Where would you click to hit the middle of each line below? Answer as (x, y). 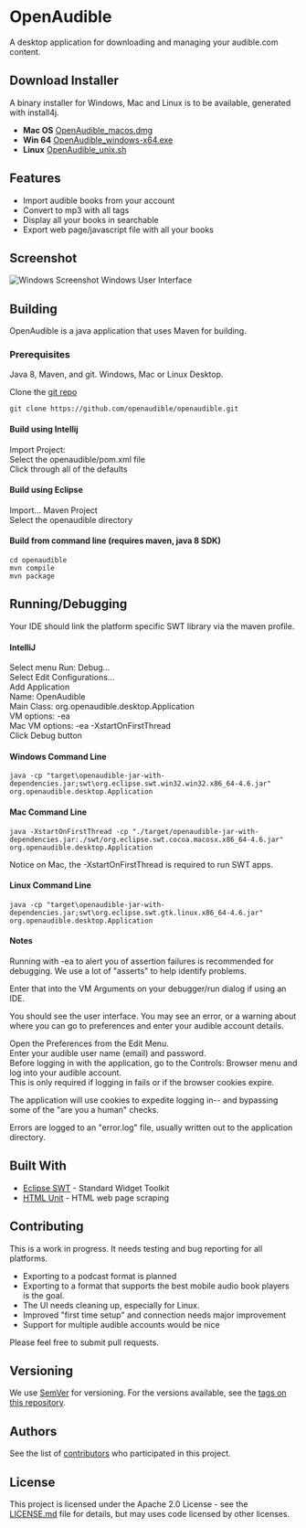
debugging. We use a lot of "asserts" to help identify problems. (128, 970)
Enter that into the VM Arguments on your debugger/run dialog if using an (148, 988)
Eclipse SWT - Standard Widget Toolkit (96, 1188)
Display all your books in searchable (90, 219)
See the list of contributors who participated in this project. (120, 1453)
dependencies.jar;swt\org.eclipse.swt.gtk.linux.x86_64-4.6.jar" (136, 913)
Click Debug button (46, 736)
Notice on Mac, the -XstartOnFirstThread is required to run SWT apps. (142, 864)
